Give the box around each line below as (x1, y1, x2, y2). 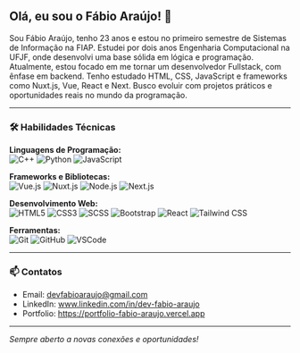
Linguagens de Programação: (9, 145, 121, 155)
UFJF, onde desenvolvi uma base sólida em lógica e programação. (9, 51, 254, 63)
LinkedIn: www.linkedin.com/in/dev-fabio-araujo (21, 298, 201, 309)
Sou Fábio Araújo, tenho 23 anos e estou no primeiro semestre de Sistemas (9, 32, 287, 43)
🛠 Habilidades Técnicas (9, 121, 116, 133)
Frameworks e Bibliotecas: (9, 172, 111, 182)
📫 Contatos (9, 265, 62, 278)
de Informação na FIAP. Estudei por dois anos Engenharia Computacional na (9, 42, 290, 53)
